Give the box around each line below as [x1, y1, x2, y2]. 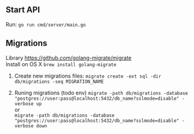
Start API [5, 5, 40, 15]
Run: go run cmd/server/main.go [5, 20, 86, 28]
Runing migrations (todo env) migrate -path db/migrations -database [14, 89, 188, 96]
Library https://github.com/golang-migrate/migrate [5, 54, 132, 61]
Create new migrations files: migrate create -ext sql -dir [14, 72, 161, 79]
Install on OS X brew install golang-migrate [5, 60, 117, 68]
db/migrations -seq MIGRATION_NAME [14, 78, 104, 85]
